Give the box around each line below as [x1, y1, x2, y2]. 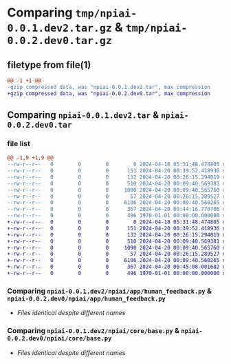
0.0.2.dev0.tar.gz [7, 34, 112, 48]
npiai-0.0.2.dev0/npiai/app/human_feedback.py [7, 294, 166, 303]
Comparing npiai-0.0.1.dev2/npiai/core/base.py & [7, 326, 180, 336]
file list [7, 139, 31, 148]
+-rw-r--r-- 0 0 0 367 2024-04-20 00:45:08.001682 [7, 263, 220, 270]
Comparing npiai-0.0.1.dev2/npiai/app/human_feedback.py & [7, 286, 212, 296]
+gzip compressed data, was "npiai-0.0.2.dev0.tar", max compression [7, 90, 211, 97]
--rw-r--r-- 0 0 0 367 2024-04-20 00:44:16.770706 [7, 205, 220, 213]
